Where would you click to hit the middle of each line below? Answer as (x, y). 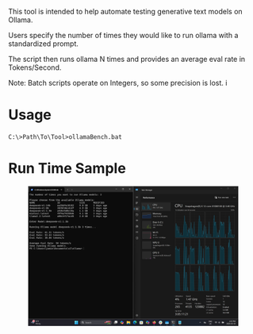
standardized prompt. (44, 44)
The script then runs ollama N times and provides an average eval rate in (127, 59)
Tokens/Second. (35, 67)
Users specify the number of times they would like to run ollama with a (123, 35)
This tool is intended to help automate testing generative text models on (126, 12)
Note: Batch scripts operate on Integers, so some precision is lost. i (118, 83)
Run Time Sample (67, 169)
